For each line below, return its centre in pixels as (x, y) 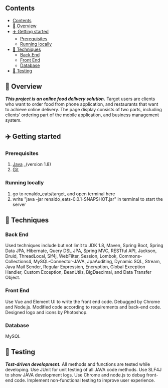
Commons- (130, 256)
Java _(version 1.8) (32, 164)
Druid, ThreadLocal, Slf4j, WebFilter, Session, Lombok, (61, 256)
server (19, 204)
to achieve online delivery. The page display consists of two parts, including (83, 109)
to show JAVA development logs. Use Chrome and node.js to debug (75, 375)
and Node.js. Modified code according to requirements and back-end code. (83, 307)
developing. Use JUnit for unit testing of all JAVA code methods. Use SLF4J (83, 369)
